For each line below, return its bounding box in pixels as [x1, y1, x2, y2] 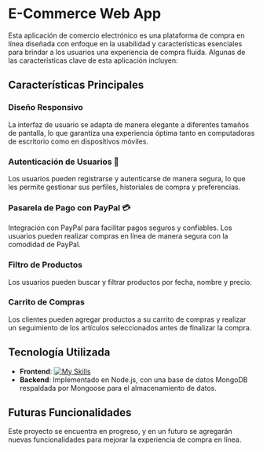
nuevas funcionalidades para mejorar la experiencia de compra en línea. [8, 435, 242, 444]
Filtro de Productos [8, 260, 82, 271]
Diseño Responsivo [8, 102, 84, 113]
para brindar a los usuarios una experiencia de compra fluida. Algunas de [8, 47, 246, 56]
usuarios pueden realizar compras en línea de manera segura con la [8, 231, 228, 241]
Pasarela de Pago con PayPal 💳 [8, 202, 131, 213]
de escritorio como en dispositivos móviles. [8, 137, 149, 146]
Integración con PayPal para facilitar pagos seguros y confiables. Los [8, 223, 233, 232]
